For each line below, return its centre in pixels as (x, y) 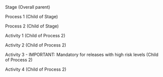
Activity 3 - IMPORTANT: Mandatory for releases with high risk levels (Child (82, 54)
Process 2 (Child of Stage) (32, 26)
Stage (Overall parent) (28, 7)
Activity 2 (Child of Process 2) (36, 45)
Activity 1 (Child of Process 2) (35, 36)
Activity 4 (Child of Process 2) (36, 69)
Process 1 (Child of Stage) (32, 16)
